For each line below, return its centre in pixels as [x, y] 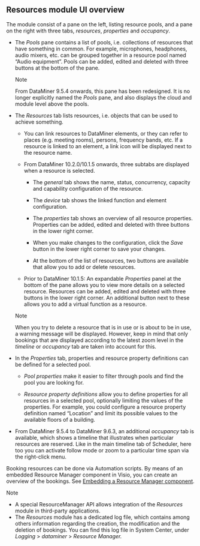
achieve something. [39, 122]
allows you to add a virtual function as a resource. [85, 304]
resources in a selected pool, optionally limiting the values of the [103, 400]
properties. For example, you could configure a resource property [105, 407]
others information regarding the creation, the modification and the [97, 523]
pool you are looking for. [54, 382]
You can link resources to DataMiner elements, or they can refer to [106, 133]
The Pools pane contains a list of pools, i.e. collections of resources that [104, 42]
